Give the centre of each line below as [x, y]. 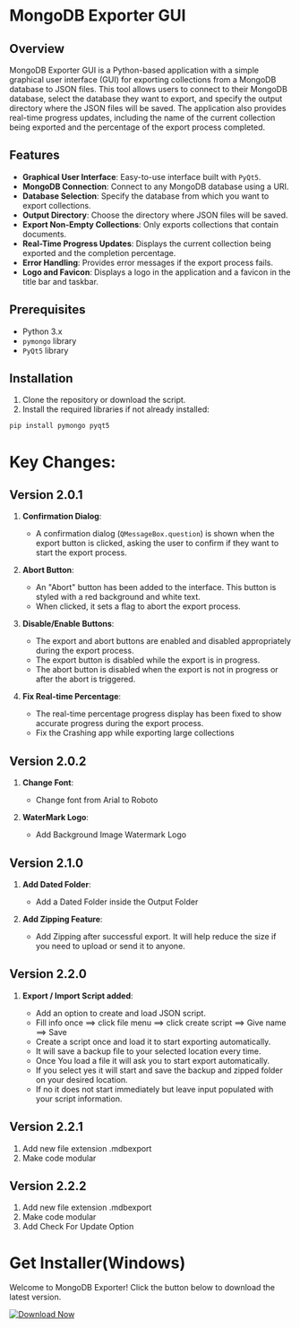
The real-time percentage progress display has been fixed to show [159, 714]
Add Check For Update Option [78, 1227]
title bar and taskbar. [60, 281]
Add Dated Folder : [56, 884]
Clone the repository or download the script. [104, 400]
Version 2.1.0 [46, 863]
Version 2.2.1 [46, 1127]
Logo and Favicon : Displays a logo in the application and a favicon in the [156, 272]
